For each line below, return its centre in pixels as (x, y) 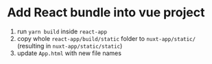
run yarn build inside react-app (62, 31)
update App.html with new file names (69, 53)
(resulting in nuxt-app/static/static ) (70, 46)
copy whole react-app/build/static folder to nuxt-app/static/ (106, 38)
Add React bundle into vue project (106, 13)
